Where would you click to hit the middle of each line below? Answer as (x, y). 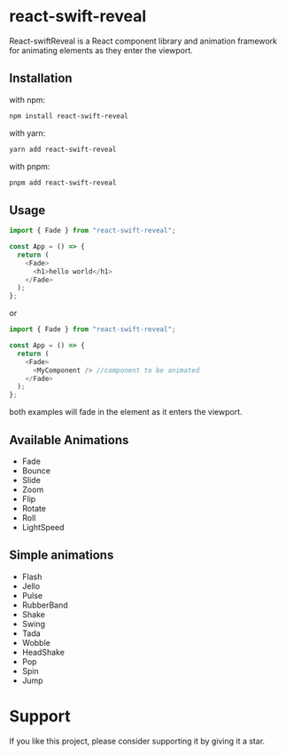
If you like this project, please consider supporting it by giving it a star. (137, 741)
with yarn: (27, 133)
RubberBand (45, 605)
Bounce (36, 471)
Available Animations (69, 440)
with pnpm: (30, 166)
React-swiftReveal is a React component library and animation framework (143, 41)
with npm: (27, 99)
